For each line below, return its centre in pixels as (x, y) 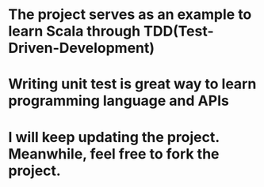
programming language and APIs (119, 101)
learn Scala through (75, 31)
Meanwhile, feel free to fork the (114, 153)
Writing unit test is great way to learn (132, 84)
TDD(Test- (179, 31)
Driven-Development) (82, 48)
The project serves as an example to (130, 15)
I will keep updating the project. (114, 137)
